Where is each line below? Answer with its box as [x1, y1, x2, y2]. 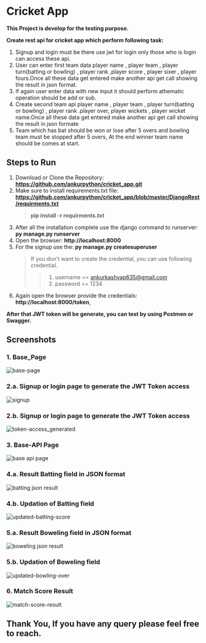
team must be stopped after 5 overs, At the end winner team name [15, 133, 183, 141]
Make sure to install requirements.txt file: [15, 187, 119, 194]
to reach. [6, 628, 42, 639]
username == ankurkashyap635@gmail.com [55, 273, 167, 280]
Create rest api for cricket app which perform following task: [6, 36, 164, 44]
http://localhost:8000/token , [15, 298, 91, 306]
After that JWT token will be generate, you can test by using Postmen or [6, 310, 194, 317]
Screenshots [6, 334, 56, 345]
